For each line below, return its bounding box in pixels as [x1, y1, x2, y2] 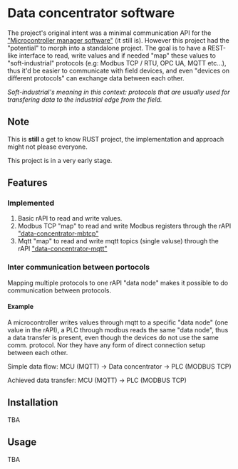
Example [7, 302, 34, 311]
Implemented [7, 198, 55, 208]
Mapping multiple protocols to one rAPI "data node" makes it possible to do [7, 278, 229, 287]
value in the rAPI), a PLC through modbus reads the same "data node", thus [7, 325, 229, 334]
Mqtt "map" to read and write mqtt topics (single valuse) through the [17, 237, 219, 246]
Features [7, 176, 48, 189]
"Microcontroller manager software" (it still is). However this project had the [7, 36, 229, 44]
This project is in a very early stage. [7, 156, 113, 164]
